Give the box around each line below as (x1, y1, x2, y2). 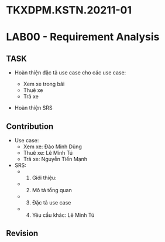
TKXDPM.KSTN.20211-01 (6, 4, 132, 17)
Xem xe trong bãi (23, 80, 65, 88)
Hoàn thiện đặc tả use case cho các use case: (14, 69, 126, 76)
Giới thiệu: (32, 174, 57, 181)
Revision (6, 229, 39, 238)
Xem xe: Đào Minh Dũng (23, 143, 82, 150)
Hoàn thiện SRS (14, 104, 53, 111)
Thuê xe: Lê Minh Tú (23, 149, 73, 156)
